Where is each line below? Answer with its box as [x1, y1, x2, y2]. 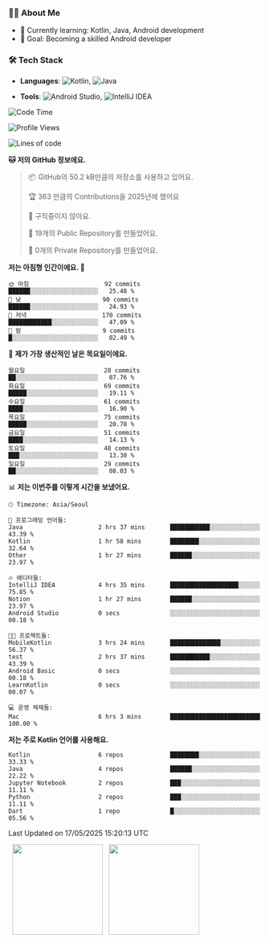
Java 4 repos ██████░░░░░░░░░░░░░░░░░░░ [8, 765, 261, 773]
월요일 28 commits [8, 366, 141, 375]
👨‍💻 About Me [8, 7, 60, 18]
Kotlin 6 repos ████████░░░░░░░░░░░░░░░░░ [8, 751, 261, 759]
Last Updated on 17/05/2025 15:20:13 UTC [8, 828, 149, 838]
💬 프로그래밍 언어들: [8, 516, 67, 524]
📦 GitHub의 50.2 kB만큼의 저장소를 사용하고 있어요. [27, 172, 194, 182]
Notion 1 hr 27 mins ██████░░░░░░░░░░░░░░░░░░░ [8, 595, 261, 603]
